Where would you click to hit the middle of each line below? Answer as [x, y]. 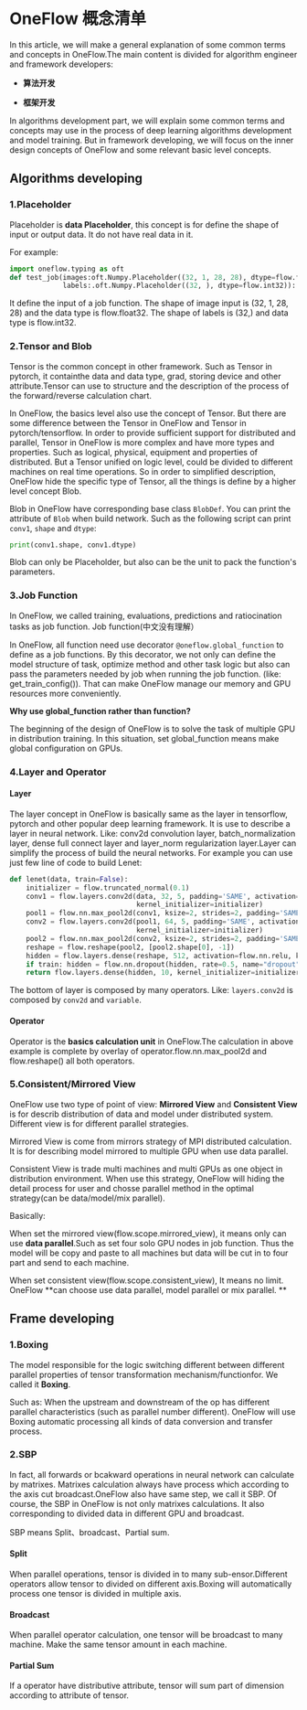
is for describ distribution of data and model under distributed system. [142, 1114]
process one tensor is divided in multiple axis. [95, 1594]
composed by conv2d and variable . [75, 1000]
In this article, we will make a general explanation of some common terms [148, 44]
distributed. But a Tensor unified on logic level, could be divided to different [151, 462]
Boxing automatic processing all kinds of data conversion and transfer [141, 1421]
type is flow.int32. [43, 323]
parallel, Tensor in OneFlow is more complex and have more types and [142, 442]
